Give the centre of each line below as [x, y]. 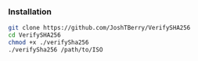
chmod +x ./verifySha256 [49, 43]
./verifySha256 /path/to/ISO [56, 49]
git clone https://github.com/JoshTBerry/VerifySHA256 [99, 28]
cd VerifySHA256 [34, 35]
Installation [30, 12]
